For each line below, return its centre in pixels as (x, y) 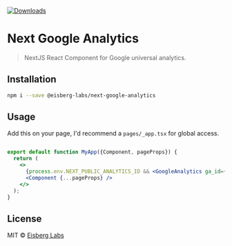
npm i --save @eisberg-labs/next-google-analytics (81, 95)
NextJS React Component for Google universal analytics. (105, 57)
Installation (32, 79)
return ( (26, 159)
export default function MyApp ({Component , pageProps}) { (92, 152)
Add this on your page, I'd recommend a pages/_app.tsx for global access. (113, 133)
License (25, 219)
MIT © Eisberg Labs (36, 236)
